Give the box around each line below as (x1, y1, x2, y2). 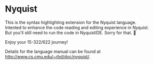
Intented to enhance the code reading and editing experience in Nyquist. (5, 24, 149, 30)
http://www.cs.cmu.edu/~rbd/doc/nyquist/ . (5, 53, 91, 59)
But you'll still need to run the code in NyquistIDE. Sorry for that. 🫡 (5, 30, 137, 35)
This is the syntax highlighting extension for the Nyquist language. (5, 19, 137, 25)
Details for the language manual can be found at (5, 48, 101, 54)
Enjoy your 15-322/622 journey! (5, 39, 68, 45)
